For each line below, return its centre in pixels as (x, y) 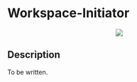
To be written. (28, 72)
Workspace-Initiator (68, 13)
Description (34, 55)
